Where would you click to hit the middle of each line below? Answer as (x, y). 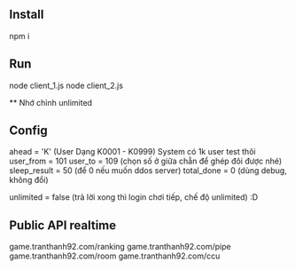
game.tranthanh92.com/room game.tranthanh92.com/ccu (115, 256)
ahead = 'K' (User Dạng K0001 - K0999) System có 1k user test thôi (132, 152)
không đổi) (29, 180)
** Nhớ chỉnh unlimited (51, 102)
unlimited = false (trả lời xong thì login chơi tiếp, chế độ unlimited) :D (134, 197)
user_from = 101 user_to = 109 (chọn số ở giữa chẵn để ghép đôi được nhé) (146, 161)
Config (28, 131)
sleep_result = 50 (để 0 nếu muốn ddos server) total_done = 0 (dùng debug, (148, 171)
